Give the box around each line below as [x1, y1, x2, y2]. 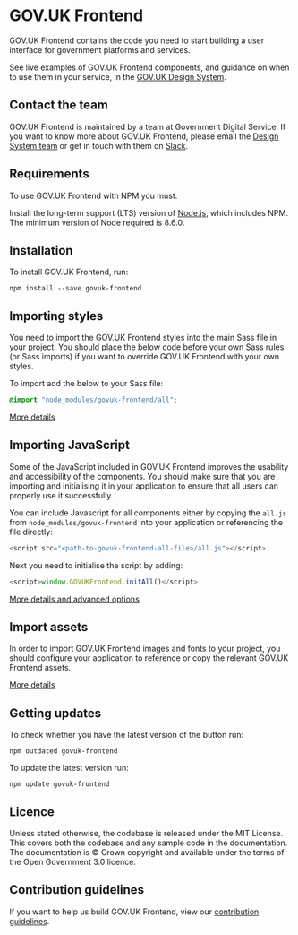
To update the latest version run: [9, 763, 130, 774]
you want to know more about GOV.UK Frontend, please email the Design [9, 131, 279, 142]
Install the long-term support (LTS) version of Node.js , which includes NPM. [9, 207, 289, 218]
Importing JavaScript [9, 437, 130, 453]
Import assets [9, 619, 89, 635]
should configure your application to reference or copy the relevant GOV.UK [9, 653, 289, 663]
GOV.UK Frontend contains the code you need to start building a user [9, 35, 265, 46]
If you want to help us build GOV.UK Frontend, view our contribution [9, 906, 260, 917]
